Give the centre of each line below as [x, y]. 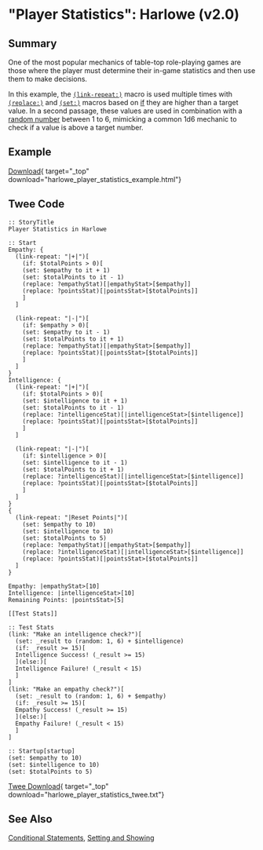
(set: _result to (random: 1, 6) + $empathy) [91, 696]
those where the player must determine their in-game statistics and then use [132, 71]
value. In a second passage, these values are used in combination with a [125, 111]
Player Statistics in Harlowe [58, 229]
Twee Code [37, 204]
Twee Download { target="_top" [58, 786]
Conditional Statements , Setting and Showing [81, 838]
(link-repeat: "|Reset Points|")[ [71, 517]
